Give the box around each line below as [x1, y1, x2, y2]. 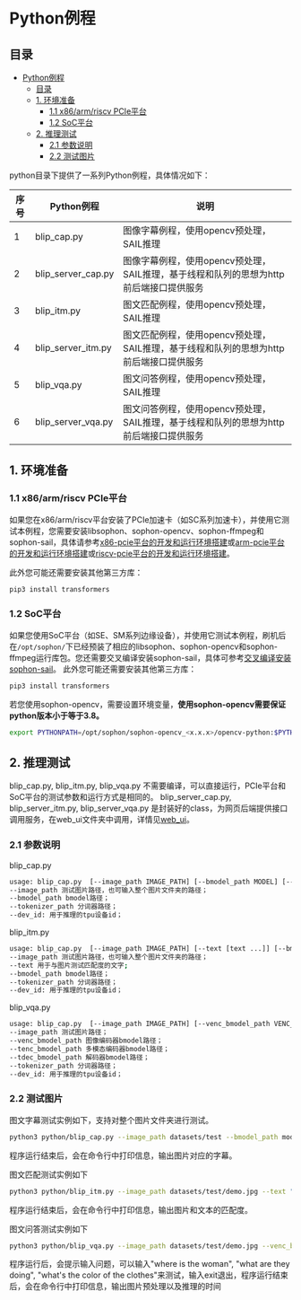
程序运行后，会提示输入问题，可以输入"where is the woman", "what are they [9, 1259, 290, 1269]
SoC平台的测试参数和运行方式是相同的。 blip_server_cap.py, [9, 792, 232, 803]
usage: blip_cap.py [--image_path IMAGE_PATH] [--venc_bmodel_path [9, 1020, 271, 1029]
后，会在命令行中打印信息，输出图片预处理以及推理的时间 [9, 1281, 221, 1292]
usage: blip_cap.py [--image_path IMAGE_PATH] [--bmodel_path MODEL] [9, 877, 279, 886]
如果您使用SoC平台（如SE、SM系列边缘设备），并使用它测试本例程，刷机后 [9, 629, 287, 640]
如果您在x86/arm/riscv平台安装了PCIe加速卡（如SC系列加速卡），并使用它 [9, 514, 282, 525]
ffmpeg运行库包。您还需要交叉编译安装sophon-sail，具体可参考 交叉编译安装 [9, 652, 292, 663]
